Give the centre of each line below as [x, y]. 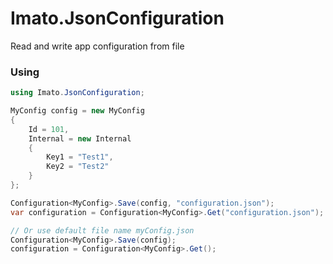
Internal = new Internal [80, 138]
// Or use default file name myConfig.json [102, 230]
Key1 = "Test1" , [80, 157]
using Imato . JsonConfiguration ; [77, 93]
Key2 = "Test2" [78, 167]
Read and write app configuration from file [97, 46]
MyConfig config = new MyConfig [77, 111]
